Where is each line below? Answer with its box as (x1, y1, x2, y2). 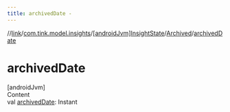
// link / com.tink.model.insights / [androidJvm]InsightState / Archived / (7, 29, 194, 37)
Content (7, 90, 30, 98)
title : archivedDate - (7, 10, 72, 17)
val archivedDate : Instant (7, 98, 78, 106)
